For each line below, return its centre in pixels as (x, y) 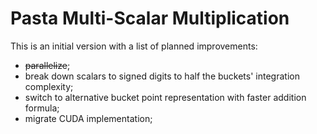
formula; (42, 108)
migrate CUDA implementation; (88, 118)
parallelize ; (47, 65)
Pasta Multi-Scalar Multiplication (150, 18)
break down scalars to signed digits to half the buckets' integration (162, 76)
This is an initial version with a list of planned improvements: (134, 46)
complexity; (49, 86)
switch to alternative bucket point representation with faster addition (165, 97)
